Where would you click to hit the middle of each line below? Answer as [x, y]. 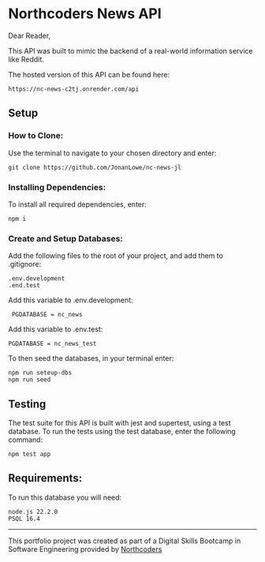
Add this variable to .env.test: [56, 329]
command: [26, 440]
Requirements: [45, 478]
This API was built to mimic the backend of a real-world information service [131, 51]
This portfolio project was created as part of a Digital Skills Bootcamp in [125, 541]
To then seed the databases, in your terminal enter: [91, 358]
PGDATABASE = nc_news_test [52, 344]
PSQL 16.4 [24, 519]
